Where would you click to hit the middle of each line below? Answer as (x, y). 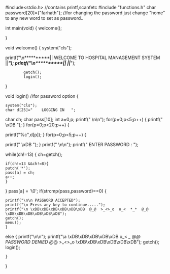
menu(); (13, 223)
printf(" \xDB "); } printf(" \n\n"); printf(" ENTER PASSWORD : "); (72, 144)
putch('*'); (18, 168)
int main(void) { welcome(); (33, 28)
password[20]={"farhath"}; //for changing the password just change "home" (85, 13)
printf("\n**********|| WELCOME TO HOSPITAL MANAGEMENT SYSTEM (83, 58)
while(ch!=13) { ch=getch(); (34, 154)
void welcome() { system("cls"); (39, 48)
